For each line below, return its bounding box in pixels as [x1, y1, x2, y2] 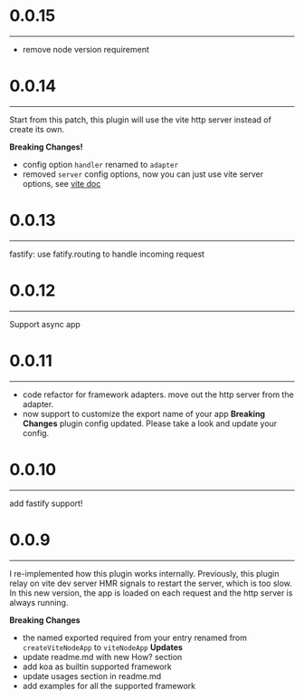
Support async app [9, 318, 81, 329]
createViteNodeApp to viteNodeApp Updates [22, 641, 184, 653]
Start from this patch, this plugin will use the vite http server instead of [9, 114, 271, 125]
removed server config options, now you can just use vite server [22, 169, 264, 180]
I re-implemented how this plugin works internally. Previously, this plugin [9, 568, 280, 578]
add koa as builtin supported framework [22, 661, 172, 672]
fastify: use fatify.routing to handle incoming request [9, 248, 205, 259]
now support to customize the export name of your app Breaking [22, 408, 265, 419]
